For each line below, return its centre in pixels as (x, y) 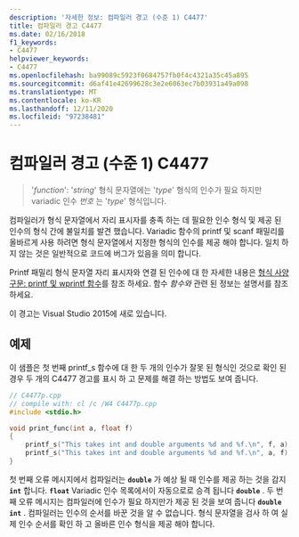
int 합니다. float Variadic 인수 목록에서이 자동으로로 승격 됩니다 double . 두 (141, 490)
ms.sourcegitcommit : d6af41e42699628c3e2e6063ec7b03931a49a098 (129, 84)
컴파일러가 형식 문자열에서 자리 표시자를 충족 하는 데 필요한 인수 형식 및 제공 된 (145, 220)
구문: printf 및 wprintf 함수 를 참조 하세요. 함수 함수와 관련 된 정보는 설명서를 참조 (149, 284)
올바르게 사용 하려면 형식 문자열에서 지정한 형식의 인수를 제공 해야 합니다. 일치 (145, 242)
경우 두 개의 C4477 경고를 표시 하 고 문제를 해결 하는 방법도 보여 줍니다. (134, 378)
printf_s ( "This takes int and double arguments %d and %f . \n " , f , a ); (159, 445)
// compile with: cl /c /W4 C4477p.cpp (83, 403)
